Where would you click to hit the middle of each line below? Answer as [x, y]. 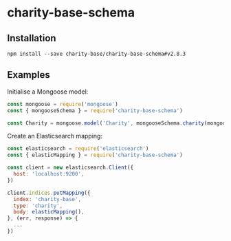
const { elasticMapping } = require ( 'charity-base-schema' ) [95, 155]
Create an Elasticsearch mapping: [55, 136]
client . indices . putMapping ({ [49, 193]
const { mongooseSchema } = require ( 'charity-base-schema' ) [95, 111]
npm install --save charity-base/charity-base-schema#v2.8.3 [97, 54]
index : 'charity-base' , [47, 199]
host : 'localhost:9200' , [49, 174]
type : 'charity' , [38, 206]
